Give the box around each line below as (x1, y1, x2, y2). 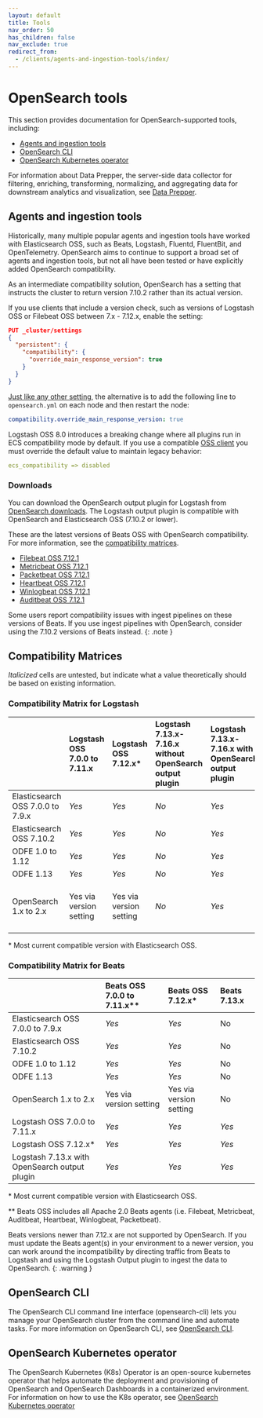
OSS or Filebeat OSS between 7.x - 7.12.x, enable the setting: (8, 311, 204, 320)
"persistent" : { (15, 341, 68, 349)
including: (8, 123, 41, 133)
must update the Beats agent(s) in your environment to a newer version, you (8, 1238, 254, 1248)
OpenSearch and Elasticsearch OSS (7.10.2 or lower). (8, 514, 178, 524)
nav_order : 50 (8, 26, 55, 34)
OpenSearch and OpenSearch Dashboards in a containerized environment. (8, 1383, 250, 1394)
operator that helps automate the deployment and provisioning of (8, 1376, 218, 1385)
